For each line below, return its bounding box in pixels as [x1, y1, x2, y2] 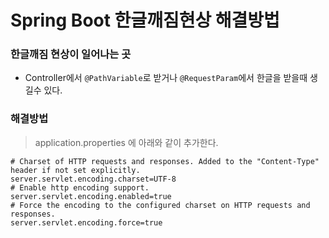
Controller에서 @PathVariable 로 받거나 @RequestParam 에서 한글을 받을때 [24, 72, 308, 84]
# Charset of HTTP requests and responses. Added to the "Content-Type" [10, 156, 320, 166]
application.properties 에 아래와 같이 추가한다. [34, 136, 219, 148]
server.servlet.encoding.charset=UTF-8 [10, 174, 177, 184]
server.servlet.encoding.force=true [10, 217, 163, 228]
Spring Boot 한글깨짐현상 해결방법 [10, 9, 280, 32]
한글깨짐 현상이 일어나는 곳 [10, 47, 132, 61]
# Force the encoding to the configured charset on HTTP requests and [10, 200, 311, 210]
